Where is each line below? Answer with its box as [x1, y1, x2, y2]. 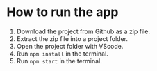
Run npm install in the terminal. [16, 49, 108, 58]
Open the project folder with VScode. [16, 42, 124, 50]
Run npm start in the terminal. [16, 56, 102, 65]
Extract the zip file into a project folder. [16, 34, 129, 42]
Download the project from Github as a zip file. [16, 27, 151, 35]
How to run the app [6, 4, 119, 20]
